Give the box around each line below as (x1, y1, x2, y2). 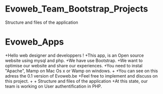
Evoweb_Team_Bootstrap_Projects (5, 3, 148, 15)
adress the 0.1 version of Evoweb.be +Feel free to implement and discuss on (5, 73, 158, 78)
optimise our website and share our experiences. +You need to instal (5, 63, 143, 68)
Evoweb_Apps (5, 36, 64, 47)
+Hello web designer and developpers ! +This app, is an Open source (5, 52, 145, 58)
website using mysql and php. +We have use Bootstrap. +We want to (5, 57, 143, 63)
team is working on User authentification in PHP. (5, 83, 102, 89)
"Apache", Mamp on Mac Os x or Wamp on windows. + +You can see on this (5, 68, 158, 74)
